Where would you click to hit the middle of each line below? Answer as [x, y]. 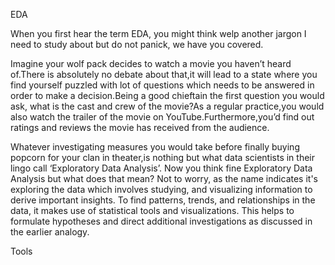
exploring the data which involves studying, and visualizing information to [161, 189]
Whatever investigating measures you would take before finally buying [155, 147]
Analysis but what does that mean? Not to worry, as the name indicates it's [164, 178]
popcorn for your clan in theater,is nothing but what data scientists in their [163, 157]
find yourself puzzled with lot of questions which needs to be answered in [162, 85]
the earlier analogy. [50, 232]
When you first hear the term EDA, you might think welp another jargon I [158, 33]
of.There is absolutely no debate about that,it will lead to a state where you [164, 74]
